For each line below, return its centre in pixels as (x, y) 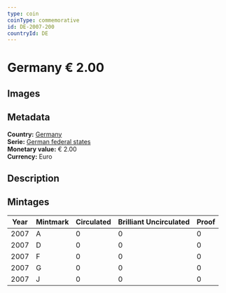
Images (24, 93)
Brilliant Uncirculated (154, 222)
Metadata (29, 117)
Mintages (28, 202)
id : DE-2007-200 (31, 27)
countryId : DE (28, 33)
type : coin (23, 14)
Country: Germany (35, 134)
